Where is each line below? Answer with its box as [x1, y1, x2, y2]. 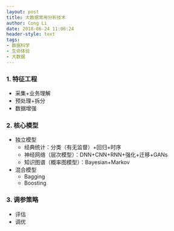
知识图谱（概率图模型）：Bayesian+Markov [24, 159, 130, 166]
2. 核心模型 [6, 121, 39, 130]
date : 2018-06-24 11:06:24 [6, 25, 74, 32]
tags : [6, 37, 20, 43]
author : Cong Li [6, 20, 47, 26]
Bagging [24, 173, 45, 180]
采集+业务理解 [14, 89, 51, 97]
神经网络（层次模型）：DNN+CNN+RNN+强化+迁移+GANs [24, 151, 168, 159]
